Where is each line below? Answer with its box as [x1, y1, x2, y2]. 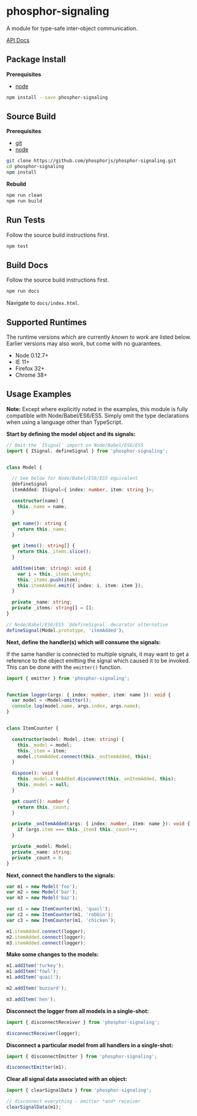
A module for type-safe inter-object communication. [6, 25, 138, 32]
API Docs [6, 36, 30, 44]
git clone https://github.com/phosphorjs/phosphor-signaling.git [6, 158, 176, 164]
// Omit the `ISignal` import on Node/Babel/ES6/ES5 [6, 442, 144, 448]
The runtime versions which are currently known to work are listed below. [6, 333, 191, 341]
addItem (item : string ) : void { [12, 565, 92, 571]
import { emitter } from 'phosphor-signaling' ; [6, 675, 130, 682]
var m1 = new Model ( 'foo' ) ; [6, 883, 78, 890]
